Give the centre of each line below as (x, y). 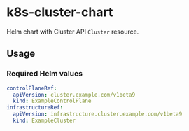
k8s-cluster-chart (60, 12)
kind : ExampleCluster (44, 120)
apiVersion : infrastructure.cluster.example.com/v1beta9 (98, 114)
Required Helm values (45, 74)
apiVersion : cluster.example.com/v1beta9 (74, 95)
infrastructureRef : (35, 108)
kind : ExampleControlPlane (52, 101)
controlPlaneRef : (32, 88)
